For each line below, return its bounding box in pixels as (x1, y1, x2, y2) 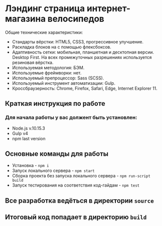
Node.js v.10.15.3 (12, 125, 45, 131)
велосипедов (47, 13, 105, 24)
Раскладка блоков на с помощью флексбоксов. (12, 44, 111, 50)
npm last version (12, 135, 46, 141)
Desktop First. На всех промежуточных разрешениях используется (12, 54, 152, 60)
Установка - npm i (12, 163, 50, 169)
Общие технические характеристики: (5, 29, 83, 35)
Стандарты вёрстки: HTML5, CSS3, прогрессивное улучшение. (12, 38, 144, 44)
